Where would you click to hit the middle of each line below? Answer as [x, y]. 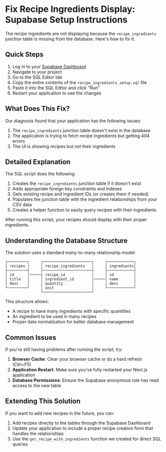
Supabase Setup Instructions [66, 20]
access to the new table [37, 385]
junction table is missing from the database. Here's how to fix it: [70, 39]
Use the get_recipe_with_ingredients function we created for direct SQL [87, 439]
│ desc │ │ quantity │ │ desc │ [71, 284]
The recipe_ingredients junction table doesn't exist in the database [82, 130]
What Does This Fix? [38, 109]
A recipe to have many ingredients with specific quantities [71, 311]
